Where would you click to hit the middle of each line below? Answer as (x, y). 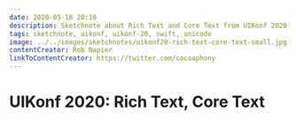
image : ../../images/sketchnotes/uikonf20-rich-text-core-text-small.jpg (148, 42)
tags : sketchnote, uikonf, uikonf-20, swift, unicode (111, 34)
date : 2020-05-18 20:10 (53, 17)
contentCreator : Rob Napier (61, 50)
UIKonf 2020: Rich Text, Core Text (137, 102)
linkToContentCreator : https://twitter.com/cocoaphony (113, 58)
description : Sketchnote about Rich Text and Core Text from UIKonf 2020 (148, 26)
